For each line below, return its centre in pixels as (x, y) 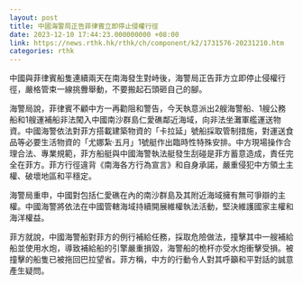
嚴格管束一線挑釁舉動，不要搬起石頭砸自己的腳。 (116, 89)
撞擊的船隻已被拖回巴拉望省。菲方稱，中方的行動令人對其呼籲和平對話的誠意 (151, 260)
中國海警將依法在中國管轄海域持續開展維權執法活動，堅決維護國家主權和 (159, 206)
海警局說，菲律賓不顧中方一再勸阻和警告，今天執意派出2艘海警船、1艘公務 (148, 108)
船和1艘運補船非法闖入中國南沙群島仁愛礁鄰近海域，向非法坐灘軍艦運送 (141, 120)
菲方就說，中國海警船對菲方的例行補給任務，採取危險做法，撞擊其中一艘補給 (151, 237)
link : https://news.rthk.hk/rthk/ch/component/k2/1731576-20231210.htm (147, 43)
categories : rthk (42, 51)
